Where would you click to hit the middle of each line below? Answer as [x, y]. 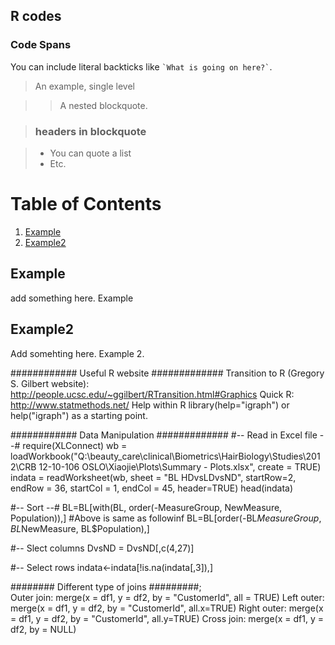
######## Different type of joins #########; [106, 586]
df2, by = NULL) [43, 629]
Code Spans [41, 45]
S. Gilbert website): [50, 383]
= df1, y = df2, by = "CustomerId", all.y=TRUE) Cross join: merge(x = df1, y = [167, 618]
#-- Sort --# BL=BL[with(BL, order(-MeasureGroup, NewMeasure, [146, 507]
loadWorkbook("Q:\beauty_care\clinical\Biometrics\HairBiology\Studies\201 [165, 456]
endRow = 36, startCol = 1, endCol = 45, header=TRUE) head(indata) [152, 488]
